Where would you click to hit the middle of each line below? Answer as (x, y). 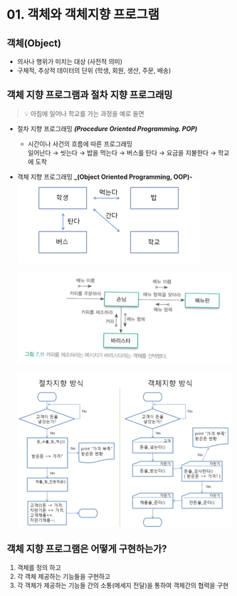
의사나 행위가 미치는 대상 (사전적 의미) (69, 62)
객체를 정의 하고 (39, 568)
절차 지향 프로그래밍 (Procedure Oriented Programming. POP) (107, 128)
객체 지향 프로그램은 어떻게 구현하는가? (87, 549)
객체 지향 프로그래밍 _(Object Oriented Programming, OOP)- (105, 177)
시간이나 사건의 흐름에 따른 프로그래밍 (80, 144)
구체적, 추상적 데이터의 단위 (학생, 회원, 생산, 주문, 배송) (94, 70)
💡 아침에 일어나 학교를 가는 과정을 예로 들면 (84, 113)
